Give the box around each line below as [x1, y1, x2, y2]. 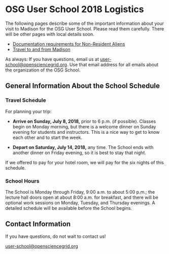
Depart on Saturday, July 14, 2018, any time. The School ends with [12, 144, 154, 150]
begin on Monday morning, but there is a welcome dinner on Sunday [12, 123, 156, 130]
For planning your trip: [5, 108, 52, 115]
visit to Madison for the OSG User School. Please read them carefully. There [5, 25, 164, 31]
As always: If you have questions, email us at [5, 56, 99, 62]
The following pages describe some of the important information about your [5, 20, 164, 26]
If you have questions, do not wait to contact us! [5, 233, 106, 239]
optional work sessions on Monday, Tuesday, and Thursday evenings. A [5, 199, 155, 206]
